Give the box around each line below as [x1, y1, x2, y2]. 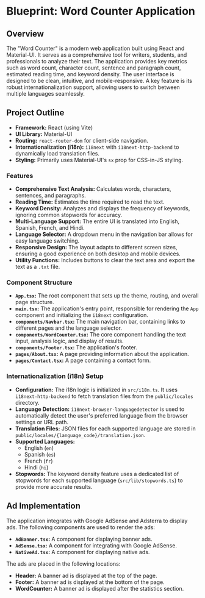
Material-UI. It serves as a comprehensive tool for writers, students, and [6, 51, 187, 59]
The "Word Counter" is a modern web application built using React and [6, 44, 185, 52]
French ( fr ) [24, 457, 53, 465]
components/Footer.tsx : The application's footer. [15, 344, 137, 351]
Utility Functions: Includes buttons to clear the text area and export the [15, 257, 195, 264]
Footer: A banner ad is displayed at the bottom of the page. [15, 578, 165, 586]
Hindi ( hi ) [24, 463, 49, 471]
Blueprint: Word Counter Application [6, 4, 195, 18]
